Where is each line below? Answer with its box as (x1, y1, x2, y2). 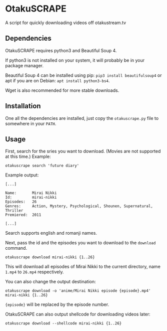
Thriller (5, 208, 23, 213)
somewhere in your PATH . (5, 120, 56, 126)
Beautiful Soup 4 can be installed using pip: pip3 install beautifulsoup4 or (5, 72, 162, 78)
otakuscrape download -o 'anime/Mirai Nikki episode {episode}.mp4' (5, 288, 151, 293)
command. (5, 245, 27, 251)
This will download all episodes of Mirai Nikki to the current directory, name (5, 264, 161, 270)
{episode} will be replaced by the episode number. (5, 301, 109, 307)
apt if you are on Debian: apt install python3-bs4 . (5, 77, 110, 83)
